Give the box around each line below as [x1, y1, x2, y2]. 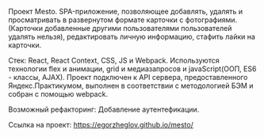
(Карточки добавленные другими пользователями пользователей [8, 24, 232, 32]
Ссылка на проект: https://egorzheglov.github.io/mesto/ [8, 120, 194, 129]
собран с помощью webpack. [8, 89, 109, 98]
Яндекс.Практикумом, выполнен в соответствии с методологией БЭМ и [8, 81, 254, 90]
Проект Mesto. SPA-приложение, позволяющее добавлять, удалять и [8, 7, 243, 16]
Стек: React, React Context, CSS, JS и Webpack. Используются [8, 55, 220, 65]
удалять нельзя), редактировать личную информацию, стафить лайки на [8, 32, 256, 41]
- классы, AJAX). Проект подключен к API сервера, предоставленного [8, 73, 248, 82]
